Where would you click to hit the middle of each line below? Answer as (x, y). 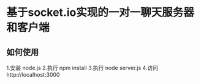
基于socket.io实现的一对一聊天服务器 (100, 12)
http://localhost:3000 (33, 75)
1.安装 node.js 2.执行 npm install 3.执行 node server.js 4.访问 (82, 68)
